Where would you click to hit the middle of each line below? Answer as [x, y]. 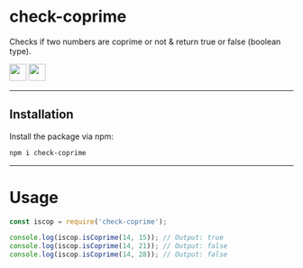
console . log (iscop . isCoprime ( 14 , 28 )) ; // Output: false [119, 254]
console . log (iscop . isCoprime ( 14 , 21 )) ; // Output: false [119, 246]
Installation [41, 115]
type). [20, 51]
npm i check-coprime [48, 152]
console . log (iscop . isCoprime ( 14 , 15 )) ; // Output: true [116, 238]
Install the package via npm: [62, 136]
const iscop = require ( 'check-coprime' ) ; [88, 222]
